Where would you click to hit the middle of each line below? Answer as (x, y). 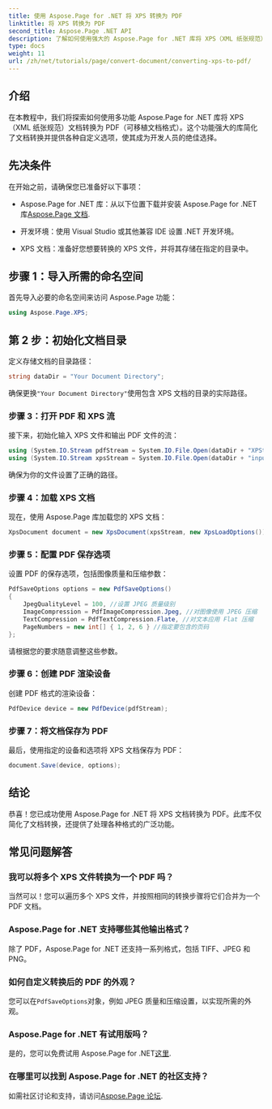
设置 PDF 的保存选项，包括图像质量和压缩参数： (88, 574)
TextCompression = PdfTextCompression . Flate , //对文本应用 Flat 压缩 (138, 619)
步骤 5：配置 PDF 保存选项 (59, 555)
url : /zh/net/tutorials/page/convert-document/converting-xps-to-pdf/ (130, 62)
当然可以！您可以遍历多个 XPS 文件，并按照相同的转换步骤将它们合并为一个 (134, 896)
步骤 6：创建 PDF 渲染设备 (59, 674)
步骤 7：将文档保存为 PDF (58, 731)
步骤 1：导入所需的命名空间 (76, 276)
